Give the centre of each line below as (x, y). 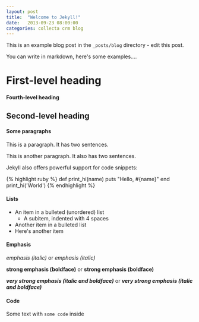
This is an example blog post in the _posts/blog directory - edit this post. (95, 45)
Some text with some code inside (45, 314)
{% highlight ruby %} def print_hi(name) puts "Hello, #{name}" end (88, 179)
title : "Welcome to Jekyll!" (44, 17)
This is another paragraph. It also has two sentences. (71, 156)
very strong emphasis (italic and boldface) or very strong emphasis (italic (99, 281)
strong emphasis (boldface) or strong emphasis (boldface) (80, 269)
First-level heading (54, 80)
